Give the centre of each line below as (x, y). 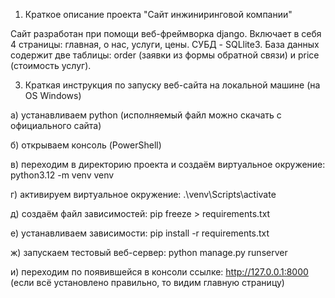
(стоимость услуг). (51, 65)
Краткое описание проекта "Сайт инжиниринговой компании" (158, 14)
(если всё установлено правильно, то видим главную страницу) (147, 282)
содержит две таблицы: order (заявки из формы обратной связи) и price (165, 55)
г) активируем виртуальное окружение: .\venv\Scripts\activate (143, 194)
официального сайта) (56, 125)
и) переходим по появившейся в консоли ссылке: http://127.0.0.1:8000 (159, 272)
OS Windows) (53, 95)
